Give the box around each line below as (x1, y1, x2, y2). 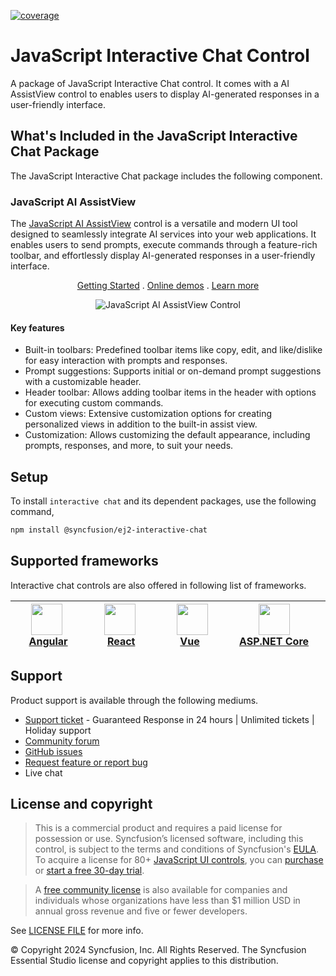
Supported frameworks (10, 553, 159, 570)
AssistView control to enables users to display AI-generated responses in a (10, 88, 320, 100)
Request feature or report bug (24, 756, 148, 768)
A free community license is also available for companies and (34, 884, 288, 896)
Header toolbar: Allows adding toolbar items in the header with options (24, 386, 317, 399)
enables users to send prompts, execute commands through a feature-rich (10, 239, 318, 251)
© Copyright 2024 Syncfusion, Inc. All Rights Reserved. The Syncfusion (10, 944, 307, 956)
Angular (28, 634, 68, 648)
